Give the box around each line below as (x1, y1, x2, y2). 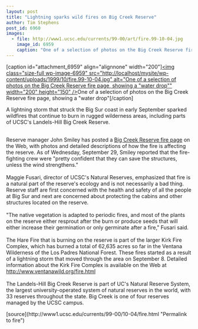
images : (6, 31, 25, 37)
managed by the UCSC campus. (6, 299, 84, 306)
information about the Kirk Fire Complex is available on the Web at (6, 261, 167, 268)
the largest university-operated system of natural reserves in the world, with (6, 287, 191, 294)
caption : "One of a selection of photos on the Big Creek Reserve (16, 47, 183, 53)
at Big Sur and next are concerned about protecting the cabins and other (6, 192, 183, 199)
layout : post (6, 8, 38, 15)
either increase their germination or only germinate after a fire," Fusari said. (6, 223, 189, 231)
